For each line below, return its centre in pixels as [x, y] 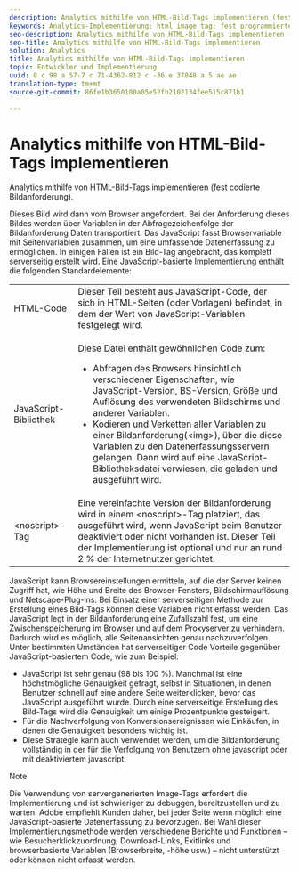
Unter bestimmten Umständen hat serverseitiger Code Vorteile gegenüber [145, 648]
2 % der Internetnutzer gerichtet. [146, 559]
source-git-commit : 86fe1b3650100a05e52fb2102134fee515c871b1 [127, 92]
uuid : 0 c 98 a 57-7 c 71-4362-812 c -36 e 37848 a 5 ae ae [123, 76]
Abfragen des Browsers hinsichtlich [167, 369]
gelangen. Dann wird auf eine [154, 458]
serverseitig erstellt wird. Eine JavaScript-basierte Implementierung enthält [147, 261]
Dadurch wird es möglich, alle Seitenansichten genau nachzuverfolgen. [140, 638]
